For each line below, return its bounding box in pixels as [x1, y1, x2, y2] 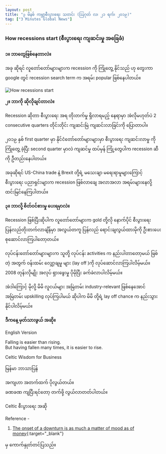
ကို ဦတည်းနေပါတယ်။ [5, 155, 47, 161]
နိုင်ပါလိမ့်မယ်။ [5, 303, 33, 309]
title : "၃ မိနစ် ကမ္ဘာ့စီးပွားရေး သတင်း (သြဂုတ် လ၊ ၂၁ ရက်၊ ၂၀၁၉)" [5, 12, 132, 17]
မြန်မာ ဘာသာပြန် [5, 365, 38, 371]
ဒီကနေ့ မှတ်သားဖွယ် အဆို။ [5, 317, 56, 323]
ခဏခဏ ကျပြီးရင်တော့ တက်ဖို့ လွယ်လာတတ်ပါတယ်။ [5, 389, 108, 395]
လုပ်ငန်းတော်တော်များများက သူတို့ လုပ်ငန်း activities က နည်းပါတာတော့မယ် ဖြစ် [5, 250, 158, 256]
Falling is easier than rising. [5, 339, 61, 345]
